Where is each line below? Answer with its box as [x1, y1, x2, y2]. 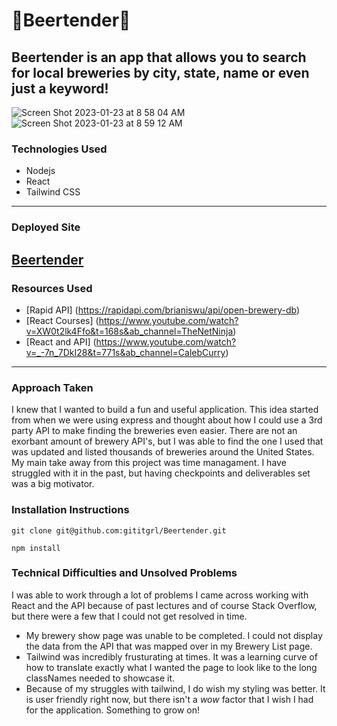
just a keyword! [11, 80, 109, 97]
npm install [11, 543, 61, 553]
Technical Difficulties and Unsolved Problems [11, 566, 238, 580]
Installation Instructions [11, 503, 130, 517]
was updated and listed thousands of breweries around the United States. [11, 446, 315, 458]
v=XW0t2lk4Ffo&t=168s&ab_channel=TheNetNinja [25, 325, 234, 337]
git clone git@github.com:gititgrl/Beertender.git [11, 525, 227, 536]
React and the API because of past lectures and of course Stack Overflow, [11, 599, 318, 611]
